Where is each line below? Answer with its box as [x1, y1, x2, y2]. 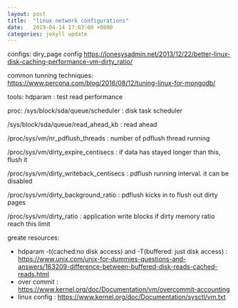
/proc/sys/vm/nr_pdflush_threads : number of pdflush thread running [7, 134, 210, 143]
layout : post [7, 10, 46, 18]
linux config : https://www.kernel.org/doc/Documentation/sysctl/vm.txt [17, 293, 226, 302]
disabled [7, 177, 33, 185]
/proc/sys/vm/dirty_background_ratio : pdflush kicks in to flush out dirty [7, 190, 219, 200]
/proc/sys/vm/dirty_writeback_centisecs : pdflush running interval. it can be [7, 169, 229, 178]
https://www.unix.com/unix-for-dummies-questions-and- [17, 255, 187, 264]
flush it [7, 155, 28, 164]
